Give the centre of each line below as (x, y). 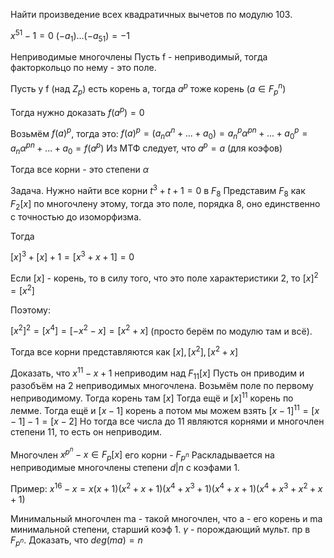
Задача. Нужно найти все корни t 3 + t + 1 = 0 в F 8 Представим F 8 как (158, 191)
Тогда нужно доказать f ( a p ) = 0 (77, 111)
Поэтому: (30, 310)
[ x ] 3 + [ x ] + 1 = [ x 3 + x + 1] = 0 (72, 256)
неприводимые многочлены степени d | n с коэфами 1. (125, 468)
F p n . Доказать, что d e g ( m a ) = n (76, 541)
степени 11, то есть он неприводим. (86, 431)
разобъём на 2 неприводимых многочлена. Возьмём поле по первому (162, 386)
